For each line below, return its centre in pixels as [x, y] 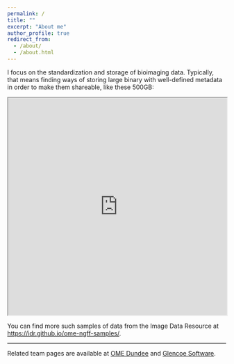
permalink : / [26, 14]
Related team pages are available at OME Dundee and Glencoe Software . [112, 353]
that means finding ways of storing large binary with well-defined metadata [115, 79]
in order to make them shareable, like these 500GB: [81, 87]
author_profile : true [39, 33]
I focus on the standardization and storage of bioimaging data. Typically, [110, 72]
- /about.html [34, 53]
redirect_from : [29, 40]
